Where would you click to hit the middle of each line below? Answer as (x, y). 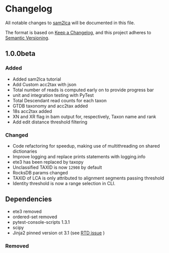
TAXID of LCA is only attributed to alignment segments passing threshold (88, 178)
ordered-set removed (35, 217)
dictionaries (25, 151)
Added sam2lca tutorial (37, 79)
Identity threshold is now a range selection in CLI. (64, 183)
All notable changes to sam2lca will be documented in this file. (70, 23)
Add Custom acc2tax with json (44, 84)
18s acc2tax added (32, 111)
